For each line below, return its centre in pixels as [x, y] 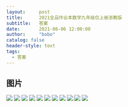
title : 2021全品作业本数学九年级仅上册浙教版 [64, 18]
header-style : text [31, 46]
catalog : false [25, 40]
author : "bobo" [31, 35]
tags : [13, 52]
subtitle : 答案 [27, 23]
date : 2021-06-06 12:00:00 [49, 29]
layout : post [28, 12]
